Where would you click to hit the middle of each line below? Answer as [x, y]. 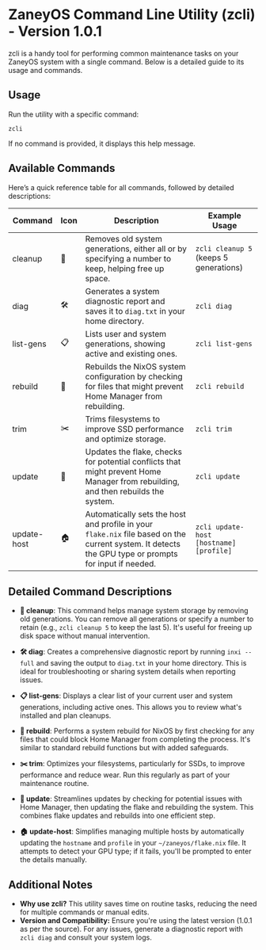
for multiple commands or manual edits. [84, 912]
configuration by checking [134, 376]
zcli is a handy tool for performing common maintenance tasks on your [123, 53]
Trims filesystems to [123, 419]
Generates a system [122, 291]
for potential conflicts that [133, 461]
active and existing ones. [131, 353]
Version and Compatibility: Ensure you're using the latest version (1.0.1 [136, 921]
